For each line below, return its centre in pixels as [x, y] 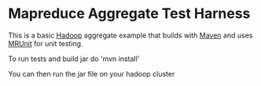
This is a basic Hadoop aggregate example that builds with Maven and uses [130, 35]
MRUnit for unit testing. [46, 43]
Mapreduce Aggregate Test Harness [129, 14]
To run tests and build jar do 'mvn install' [74, 59]
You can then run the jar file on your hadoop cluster [92, 73]
